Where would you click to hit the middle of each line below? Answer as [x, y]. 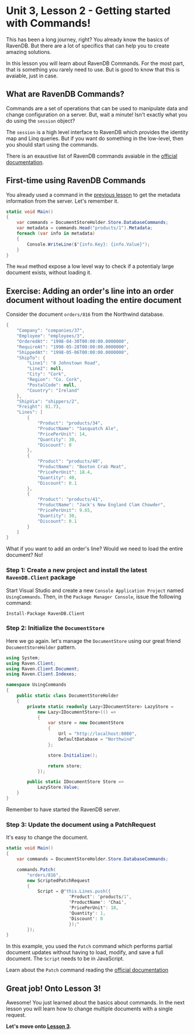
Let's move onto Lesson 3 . [39, 1026]
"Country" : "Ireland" [53, 390]
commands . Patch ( [37, 869]
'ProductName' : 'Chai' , [98, 903]
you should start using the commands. [52, 144]
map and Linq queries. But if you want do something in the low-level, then [95, 138]
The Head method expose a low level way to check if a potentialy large [90, 266]
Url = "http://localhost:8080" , [98, 734]
